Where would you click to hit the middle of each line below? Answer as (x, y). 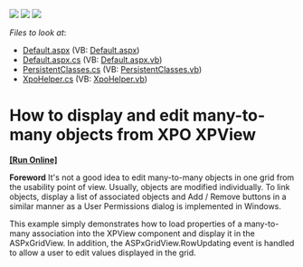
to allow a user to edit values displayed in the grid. (103, 253)
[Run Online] (33, 159)
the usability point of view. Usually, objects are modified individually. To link (150, 186)
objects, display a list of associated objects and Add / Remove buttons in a (148, 196)
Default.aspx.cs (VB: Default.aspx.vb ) (92, 60)
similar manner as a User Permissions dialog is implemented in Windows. (146, 206)
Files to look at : (38, 33)
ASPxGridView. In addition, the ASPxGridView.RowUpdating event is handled (152, 243)
